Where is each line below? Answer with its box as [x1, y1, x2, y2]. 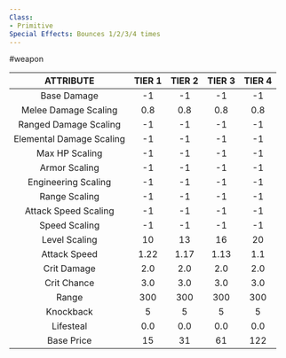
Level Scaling [41, 234, 98, 246]
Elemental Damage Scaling [13, 133, 126, 145]
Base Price [47, 334, 92, 346]
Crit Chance [44, 276, 95, 289]
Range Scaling [39, 191, 100, 203]
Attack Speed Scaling [24, 205, 115, 217]
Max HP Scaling [36, 147, 103, 160]
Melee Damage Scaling [20, 104, 118, 116]
